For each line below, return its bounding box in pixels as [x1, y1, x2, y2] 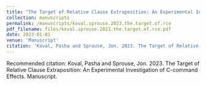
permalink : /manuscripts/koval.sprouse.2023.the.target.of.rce [6, 20, 172, 26]
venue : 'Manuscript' [6, 37, 59, 43]
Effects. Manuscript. [6, 73, 58, 80]
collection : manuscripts [6, 15, 70, 21]
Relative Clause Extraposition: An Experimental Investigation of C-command [6, 66, 198, 73]
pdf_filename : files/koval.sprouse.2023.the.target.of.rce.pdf [6, 26, 172, 32]
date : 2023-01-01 [6, 32, 51, 38]
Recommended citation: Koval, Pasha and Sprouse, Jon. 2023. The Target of [6, 59, 200, 67]
